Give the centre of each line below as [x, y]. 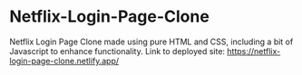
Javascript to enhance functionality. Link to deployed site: [117, 51]
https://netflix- [253, 51]
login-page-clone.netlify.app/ [64, 61]
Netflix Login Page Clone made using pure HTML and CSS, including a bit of [151, 42]
